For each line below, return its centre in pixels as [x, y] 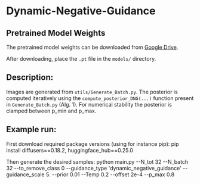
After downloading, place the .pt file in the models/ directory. [81, 59]
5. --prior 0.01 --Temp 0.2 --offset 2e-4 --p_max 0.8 [110, 174]
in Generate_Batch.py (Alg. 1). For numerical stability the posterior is [89, 104]
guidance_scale [25, 174]
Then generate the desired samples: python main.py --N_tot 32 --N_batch [97, 161]
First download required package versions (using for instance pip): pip [93, 144]
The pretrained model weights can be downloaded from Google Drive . [92, 47]
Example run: [31, 130]
